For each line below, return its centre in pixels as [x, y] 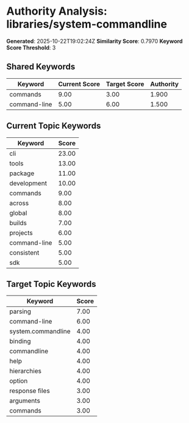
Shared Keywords [41, 67]
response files [30, 391]
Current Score [79, 84]
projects [21, 233]
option [19, 381]
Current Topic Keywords [54, 126]
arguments [25, 401]
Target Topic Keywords [51, 284]
